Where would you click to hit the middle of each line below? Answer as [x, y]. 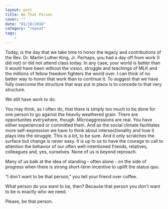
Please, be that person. [29, 201]
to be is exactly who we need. [36, 191]
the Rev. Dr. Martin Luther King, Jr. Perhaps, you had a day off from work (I [82, 57]
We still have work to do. [31, 99]
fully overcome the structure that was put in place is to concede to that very [83, 84]
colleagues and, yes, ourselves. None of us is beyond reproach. [71, 152]
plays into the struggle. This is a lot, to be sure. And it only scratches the [80, 136]
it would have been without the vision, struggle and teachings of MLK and [81, 68]
